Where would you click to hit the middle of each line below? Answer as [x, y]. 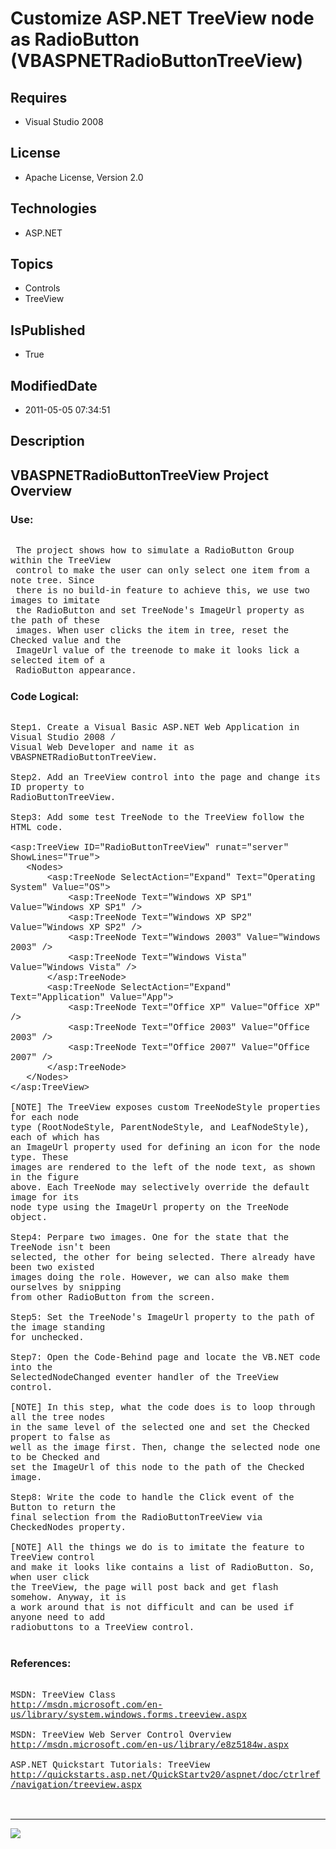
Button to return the [63, 1508]
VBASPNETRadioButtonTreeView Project [139, 475]
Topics [32, 264]
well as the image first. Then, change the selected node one [165, 1448]
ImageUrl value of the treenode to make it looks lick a [157, 651]
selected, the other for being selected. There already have [163, 1258]
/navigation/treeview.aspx [76, 1785]
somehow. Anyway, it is [68, 1598]
